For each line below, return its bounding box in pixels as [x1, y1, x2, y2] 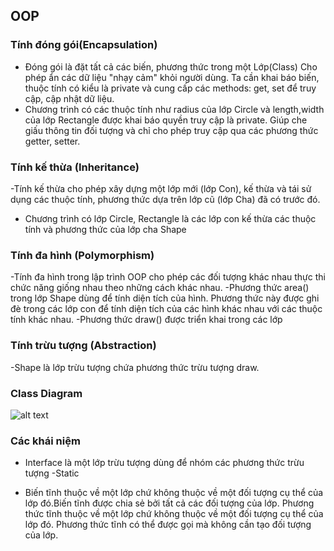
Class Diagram [10, 386, 83, 400]
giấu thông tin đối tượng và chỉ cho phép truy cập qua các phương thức [24, 124, 319, 136]
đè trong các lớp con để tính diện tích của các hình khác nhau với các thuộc [10, 303, 323, 315]
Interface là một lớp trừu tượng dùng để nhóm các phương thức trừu [24, 457, 305, 469]
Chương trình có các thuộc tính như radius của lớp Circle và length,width [24, 103, 325, 115]
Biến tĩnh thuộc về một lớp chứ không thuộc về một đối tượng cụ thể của [24, 487, 324, 499]
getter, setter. [24, 135, 81, 147]
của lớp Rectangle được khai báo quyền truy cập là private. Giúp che [24, 114, 308, 126]
